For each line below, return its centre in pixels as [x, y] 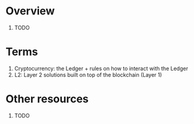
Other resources [47, 99]
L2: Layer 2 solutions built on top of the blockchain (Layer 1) [88, 75]
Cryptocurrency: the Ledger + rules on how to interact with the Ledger [101, 68]
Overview [30, 11]
